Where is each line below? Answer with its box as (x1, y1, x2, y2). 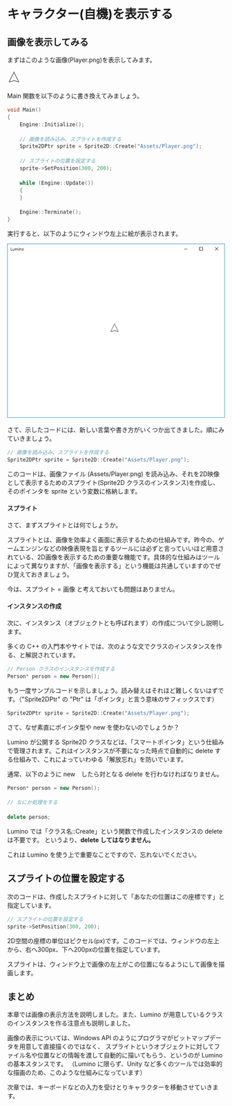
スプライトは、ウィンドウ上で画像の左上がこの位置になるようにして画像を (7, 960, 219, 968)
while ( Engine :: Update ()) (19, 179, 95, 186)
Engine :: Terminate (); (19, 209, 81, 216)
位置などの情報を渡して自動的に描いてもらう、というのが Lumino (37, 1051, 223, 1060)
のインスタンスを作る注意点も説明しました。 (7, 1019, 135, 1028)
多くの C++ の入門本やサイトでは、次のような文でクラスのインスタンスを (7, 642, 216, 651)
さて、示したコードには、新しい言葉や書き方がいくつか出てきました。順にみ (7, 425, 224, 434)
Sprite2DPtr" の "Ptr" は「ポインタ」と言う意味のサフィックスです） (24, 694, 218, 703)
